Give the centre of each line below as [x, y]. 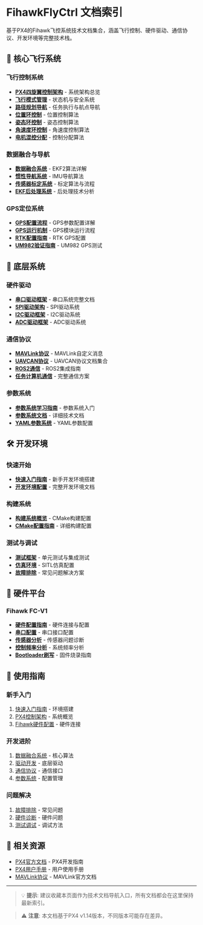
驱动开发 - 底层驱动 [39, 763]
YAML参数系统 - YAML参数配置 [54, 423]
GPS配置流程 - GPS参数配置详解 [55, 223]
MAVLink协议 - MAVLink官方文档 [56, 877]
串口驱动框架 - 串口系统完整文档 [55, 299]
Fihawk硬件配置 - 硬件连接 [48, 724]
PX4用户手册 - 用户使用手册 [50, 869]
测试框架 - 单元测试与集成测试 [52, 557]
